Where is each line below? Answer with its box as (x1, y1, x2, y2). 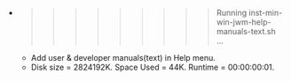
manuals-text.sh (216, 26, 277, 36)
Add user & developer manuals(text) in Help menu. (30, 53, 216, 63)
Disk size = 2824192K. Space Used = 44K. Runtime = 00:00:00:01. (30, 62, 275, 72)
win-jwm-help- (216, 17, 271, 27)
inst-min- (248, 8, 283, 18)
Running (216, 8, 248, 18)
